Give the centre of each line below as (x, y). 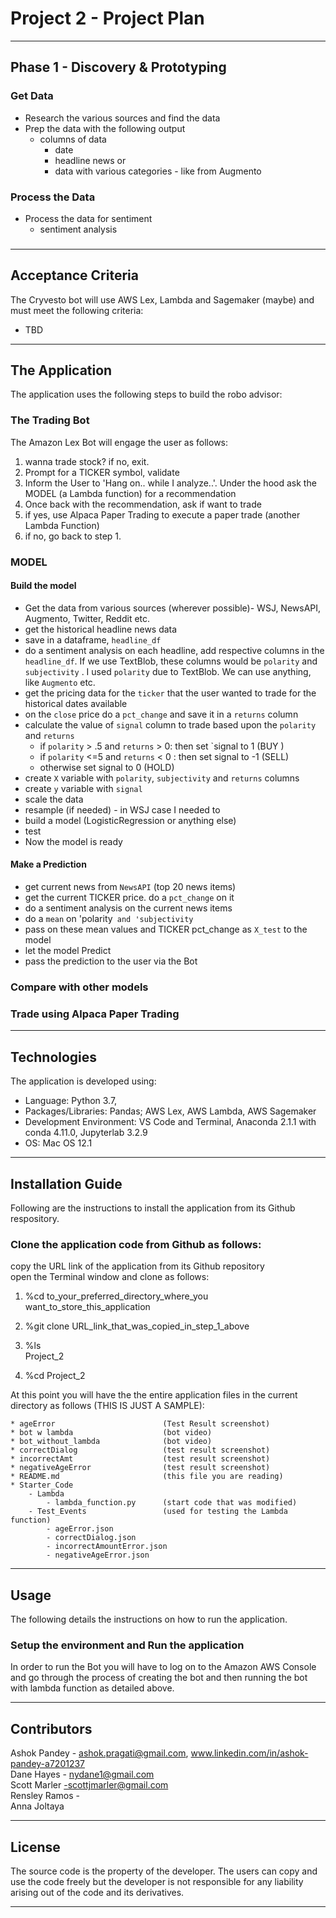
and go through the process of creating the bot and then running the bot (159, 1678)
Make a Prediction (48, 864)
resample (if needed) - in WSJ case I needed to (122, 809)
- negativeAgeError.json (98, 1555)
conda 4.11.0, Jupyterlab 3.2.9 (86, 1133)
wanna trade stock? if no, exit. (87, 461)
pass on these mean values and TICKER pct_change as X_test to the (166, 929)
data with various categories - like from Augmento (158, 171)
